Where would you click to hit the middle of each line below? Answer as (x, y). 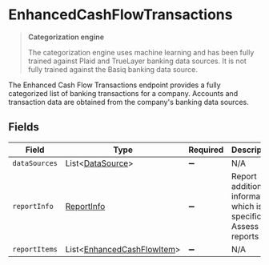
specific (246, 216)
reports (245, 236)
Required (206, 150)
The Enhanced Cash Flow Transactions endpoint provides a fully (115, 85)
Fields (24, 127)
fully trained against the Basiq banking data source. (112, 69)
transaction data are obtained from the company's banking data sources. (129, 102)
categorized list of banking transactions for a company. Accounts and (123, 93)
